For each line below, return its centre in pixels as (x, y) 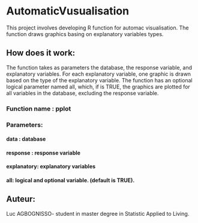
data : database (26, 139)
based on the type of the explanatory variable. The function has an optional (100, 80)
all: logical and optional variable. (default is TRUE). (70, 180)
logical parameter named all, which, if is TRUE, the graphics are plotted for (98, 87)
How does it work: (41, 53)
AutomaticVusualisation (68, 11)
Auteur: (21, 199)
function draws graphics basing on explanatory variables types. (85, 34)
